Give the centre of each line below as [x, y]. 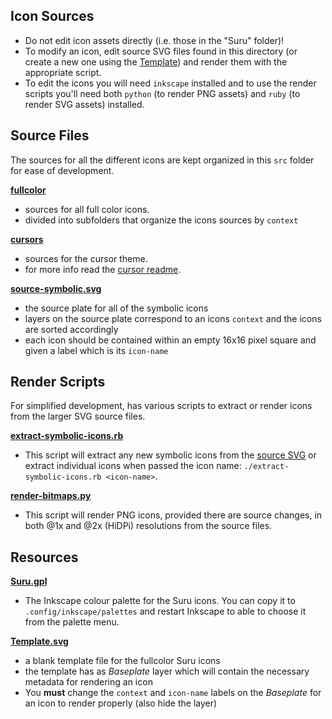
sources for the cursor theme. [86, 258]
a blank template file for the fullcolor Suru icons [122, 661]
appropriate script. [63, 72]
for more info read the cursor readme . [103, 269]
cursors [27, 239]
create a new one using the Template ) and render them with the [156, 61]
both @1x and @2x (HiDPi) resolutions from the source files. [148, 526]
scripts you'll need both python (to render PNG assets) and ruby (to [162, 93]
